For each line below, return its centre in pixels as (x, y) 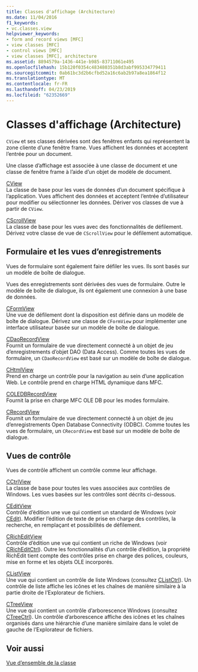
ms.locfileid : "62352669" (38, 95)
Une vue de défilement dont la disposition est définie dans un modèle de (95, 315)
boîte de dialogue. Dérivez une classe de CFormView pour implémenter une (97, 321)
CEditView (19, 506)
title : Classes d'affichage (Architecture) (61, 12)
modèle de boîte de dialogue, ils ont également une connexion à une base (97, 290)
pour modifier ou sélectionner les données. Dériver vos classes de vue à (95, 202)
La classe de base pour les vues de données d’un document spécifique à (96, 189)
